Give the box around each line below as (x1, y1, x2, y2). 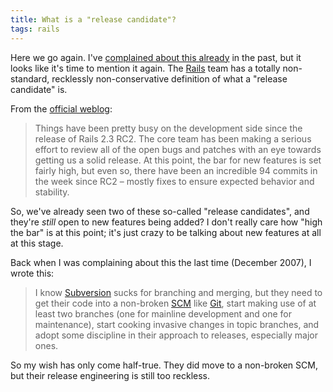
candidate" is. (10, 83, 68, 95)
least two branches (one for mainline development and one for (34, 307, 292, 320)
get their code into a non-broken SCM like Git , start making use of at (34, 297, 317, 309)
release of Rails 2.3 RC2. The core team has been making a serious (34, 132, 312, 145)
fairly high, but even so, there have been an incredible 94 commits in (34, 164, 318, 176)
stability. (34, 186, 70, 198)
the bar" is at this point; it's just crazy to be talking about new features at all (10, 226, 322, 238)
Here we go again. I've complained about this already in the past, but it (10, 51, 302, 63)
